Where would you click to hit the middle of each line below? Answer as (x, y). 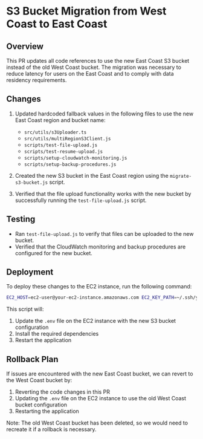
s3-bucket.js (31, 183)
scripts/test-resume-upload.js (63, 151)
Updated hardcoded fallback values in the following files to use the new (104, 114)
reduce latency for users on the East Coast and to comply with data (90, 73)
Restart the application (43, 340)
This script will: (25, 309)
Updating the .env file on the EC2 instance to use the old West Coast (100, 398)
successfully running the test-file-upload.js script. (81, 200)
